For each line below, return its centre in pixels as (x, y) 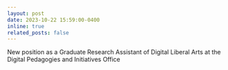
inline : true (26, 26)
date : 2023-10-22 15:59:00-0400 (53, 20)
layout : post (26, 13)
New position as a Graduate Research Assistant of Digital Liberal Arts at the (114, 52)
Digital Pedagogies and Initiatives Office (64, 60)
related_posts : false (38, 33)
